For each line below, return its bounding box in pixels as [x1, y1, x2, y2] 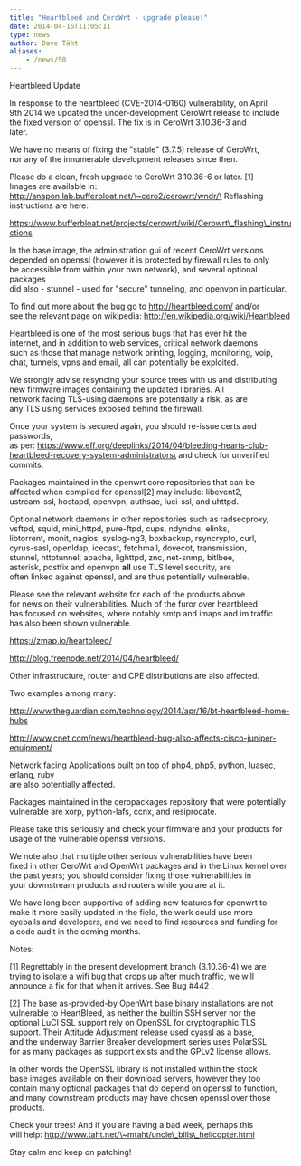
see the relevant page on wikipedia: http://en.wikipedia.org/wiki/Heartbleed [9, 311, 291, 321]
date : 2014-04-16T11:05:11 [9, 22, 111, 31]
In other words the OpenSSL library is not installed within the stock [9, 1064, 258, 1074]
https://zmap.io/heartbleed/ [9, 636, 113, 645]
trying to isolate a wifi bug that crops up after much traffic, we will [9, 970, 255, 981]
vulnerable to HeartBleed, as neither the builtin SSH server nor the [9, 1008, 256, 1018]
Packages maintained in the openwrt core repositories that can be [9, 477, 256, 487]
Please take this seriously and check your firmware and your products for [9, 824, 283, 834]
